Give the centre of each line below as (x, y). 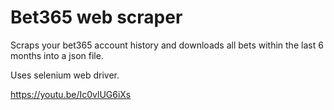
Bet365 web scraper (96, 17)
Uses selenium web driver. (65, 75)
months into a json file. (57, 55)
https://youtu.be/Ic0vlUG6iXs (71, 94)
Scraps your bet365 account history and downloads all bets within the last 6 (167, 45)
